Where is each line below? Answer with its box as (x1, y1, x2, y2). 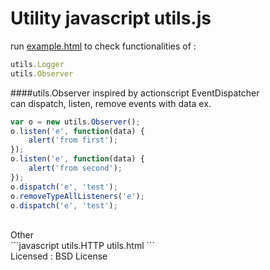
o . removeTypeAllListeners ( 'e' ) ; (10, 191, 145, 201)
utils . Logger (10, 59, 65, 69)
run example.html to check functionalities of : (10, 40, 197, 52)
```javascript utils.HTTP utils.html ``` (10, 240, 156, 252)
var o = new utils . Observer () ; (10, 117, 141, 127)
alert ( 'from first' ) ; (28, 135, 118, 146)
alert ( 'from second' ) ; (28, 163, 123, 174)
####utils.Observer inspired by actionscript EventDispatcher (10, 87, 260, 99)
